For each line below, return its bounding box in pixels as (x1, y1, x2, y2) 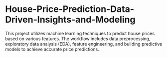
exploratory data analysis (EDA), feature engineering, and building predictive (5, 41, 163, 47)
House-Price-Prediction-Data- (5, 3, 135, 15)
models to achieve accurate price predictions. (5, 46, 100, 52)
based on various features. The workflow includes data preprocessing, (5, 36, 151, 42)
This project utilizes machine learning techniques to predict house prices (5, 30, 155, 36)
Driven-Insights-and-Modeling (5, 14, 136, 25)
